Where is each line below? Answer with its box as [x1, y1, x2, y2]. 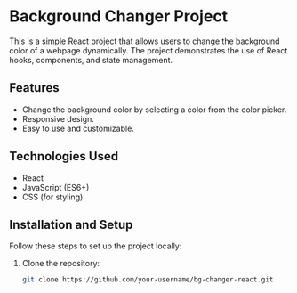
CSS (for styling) [21, 191, 84, 202]
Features [9, 80, 60, 95]
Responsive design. [21, 113, 95, 124]
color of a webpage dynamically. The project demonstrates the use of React [9, 45, 288, 55]
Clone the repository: [21, 258, 100, 269]
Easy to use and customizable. [21, 123, 135, 134]
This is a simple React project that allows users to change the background [9, 36, 280, 46]
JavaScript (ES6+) [21, 182, 90, 192]
